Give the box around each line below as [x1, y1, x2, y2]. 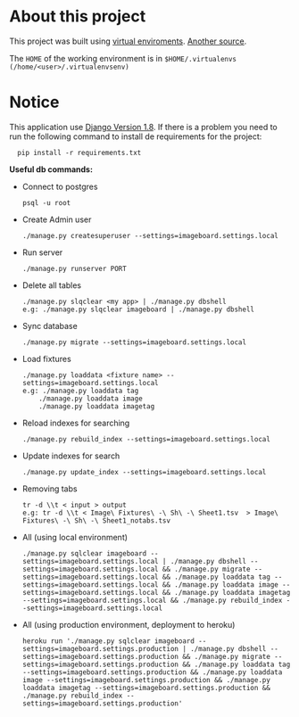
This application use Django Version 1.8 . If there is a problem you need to [9, 121, 278, 132]
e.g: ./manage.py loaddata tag [21, 386, 139, 395]
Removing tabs [21, 483, 78, 494]
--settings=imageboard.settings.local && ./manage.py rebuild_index [21, 596, 283, 605]
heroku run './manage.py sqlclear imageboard [21, 636, 195, 646]
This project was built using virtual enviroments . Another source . [9, 36, 247, 46]
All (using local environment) [21, 532, 128, 542]
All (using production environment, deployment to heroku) [21, 619, 236, 630]
